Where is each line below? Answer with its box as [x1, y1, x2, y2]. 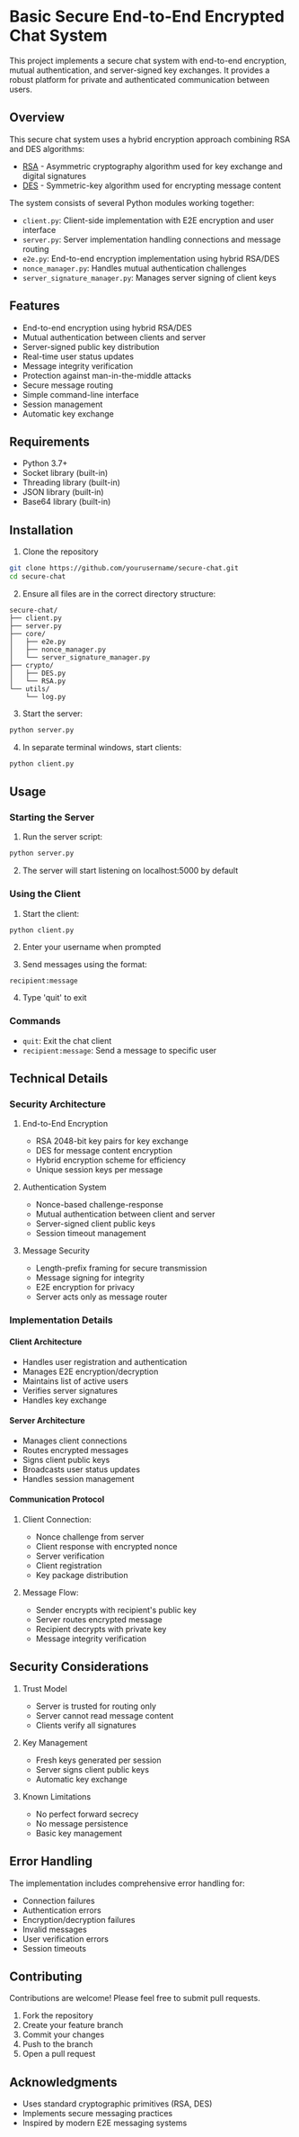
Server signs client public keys [35, 1764, 150, 1774]
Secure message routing [22, 380, 114, 391]
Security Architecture [9, 1098, 106, 1110]
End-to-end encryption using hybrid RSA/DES [22, 322, 192, 333]
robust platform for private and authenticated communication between [9, 74, 269, 85]
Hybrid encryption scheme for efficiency [35, 1154, 187, 1166]
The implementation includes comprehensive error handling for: [9, 1878, 245, 1889]
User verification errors [22, 1933, 110, 1944]
